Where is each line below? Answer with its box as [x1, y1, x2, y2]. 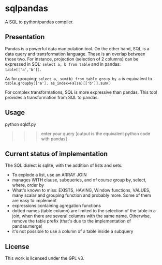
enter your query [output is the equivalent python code [41, 131, 151, 136]
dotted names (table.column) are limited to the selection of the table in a [12, 208, 156, 214]
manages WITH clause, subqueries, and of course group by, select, [12, 177, 147, 183]
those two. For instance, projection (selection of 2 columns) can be [5, 56, 139, 62]
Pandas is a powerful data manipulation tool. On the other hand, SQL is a [5, 45, 150, 51]
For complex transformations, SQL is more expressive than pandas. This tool [5, 89, 157, 95]
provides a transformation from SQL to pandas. [5, 94, 99, 100]
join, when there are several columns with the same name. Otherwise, [12, 213, 151, 219]
